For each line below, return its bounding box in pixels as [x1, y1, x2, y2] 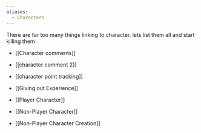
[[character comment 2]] [15, 61, 77, 68]
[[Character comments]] [15, 49, 76, 56]
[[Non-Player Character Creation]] [15, 119, 101, 127]
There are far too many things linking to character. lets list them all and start [6, 31, 195, 38]
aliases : [6, 8, 28, 15]
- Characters [12, 15, 45, 21]
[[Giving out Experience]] [15, 84, 79, 91]
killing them [6, 37, 35, 45]
